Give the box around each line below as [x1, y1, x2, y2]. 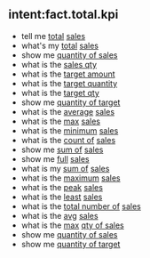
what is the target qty [20, 87, 99, 98]
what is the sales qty [20, 59, 98, 69]
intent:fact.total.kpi [8, 7, 119, 22]
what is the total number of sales [20, 200, 141, 212]
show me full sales [20, 153, 90, 164]
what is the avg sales [20, 210, 99, 221]
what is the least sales [20, 191, 103, 202]
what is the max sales [20, 116, 101, 126]
